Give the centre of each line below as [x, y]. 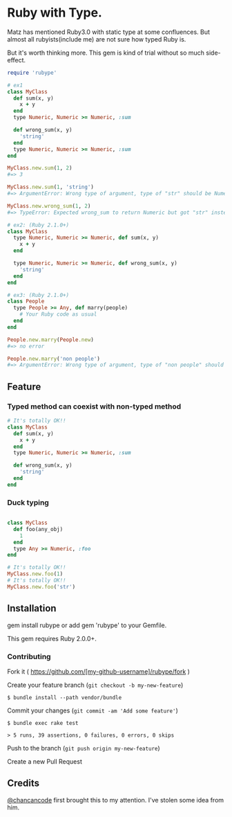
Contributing [29, 656]
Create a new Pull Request [45, 761]
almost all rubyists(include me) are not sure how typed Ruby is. [97, 39]
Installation [32, 608]
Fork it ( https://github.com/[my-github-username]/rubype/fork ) [98, 671]
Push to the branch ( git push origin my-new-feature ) [84, 748]
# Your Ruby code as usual [58, 314]
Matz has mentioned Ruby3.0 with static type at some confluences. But [109, 32]
